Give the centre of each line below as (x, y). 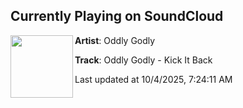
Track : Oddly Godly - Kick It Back (143, 60)
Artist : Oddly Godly (115, 40)
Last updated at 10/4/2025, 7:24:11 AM (153, 79)
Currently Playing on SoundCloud (117, 16)
